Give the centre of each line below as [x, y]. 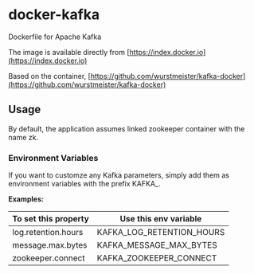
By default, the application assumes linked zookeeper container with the [127, 128]
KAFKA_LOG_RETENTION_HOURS [161, 233]
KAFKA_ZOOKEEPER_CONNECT [157, 258]
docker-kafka [54, 15]
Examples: [26, 199]
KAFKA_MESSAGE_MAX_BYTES [157, 245]
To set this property [51, 219]
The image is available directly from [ [69, 52]
